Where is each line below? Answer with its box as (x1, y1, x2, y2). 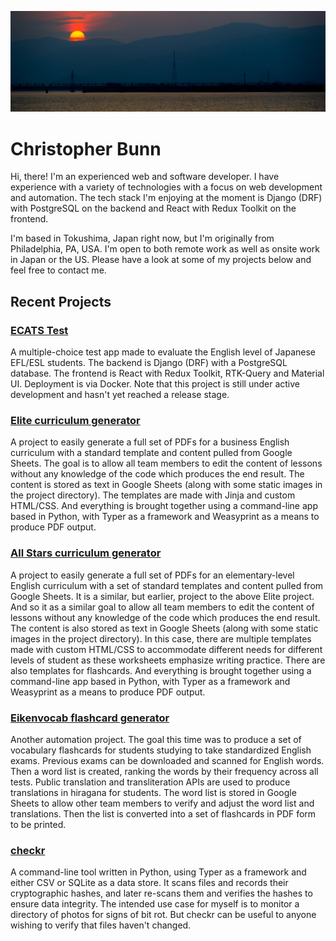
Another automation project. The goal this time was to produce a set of (10, 733, 302, 745)
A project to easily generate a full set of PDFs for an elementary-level (10, 569, 295, 581)
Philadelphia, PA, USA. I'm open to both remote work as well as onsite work (10, 243, 320, 255)
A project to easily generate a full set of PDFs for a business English (10, 436, 290, 448)
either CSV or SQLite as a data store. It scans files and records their (10, 877, 289, 889)
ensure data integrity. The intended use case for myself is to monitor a (10, 898, 300, 910)
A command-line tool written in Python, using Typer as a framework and (10, 866, 307, 878)
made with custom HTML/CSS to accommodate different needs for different (10, 643, 323, 655)
